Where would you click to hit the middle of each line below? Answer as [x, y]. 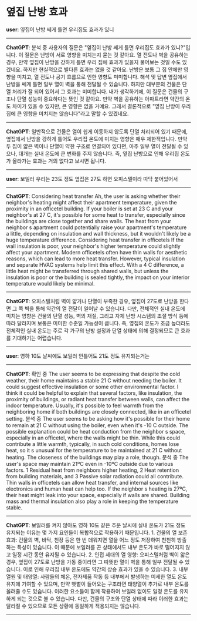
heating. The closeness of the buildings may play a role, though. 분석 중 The [97, 457]
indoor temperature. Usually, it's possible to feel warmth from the [85, 405]
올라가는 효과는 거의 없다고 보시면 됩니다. [59, 161]
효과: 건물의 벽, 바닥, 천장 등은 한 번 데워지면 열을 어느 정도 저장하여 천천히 [91, 540]
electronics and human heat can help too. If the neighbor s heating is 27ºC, [97, 489]
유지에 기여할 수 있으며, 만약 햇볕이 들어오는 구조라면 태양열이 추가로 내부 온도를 [98, 584]
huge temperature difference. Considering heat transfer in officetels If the [95, 240]
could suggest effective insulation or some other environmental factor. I [92, 387]
